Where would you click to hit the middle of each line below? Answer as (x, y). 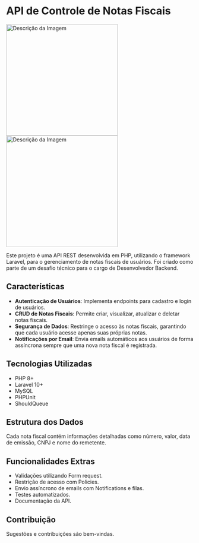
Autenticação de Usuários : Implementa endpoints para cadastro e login (103, 301)
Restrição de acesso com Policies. (57, 482)
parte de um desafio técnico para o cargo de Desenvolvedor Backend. (92, 268)
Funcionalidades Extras (50, 461)
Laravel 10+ (29, 384)
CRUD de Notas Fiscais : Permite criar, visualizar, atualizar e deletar (97, 314)
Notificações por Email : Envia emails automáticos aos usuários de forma (104, 339)
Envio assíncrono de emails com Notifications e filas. (79, 488)
